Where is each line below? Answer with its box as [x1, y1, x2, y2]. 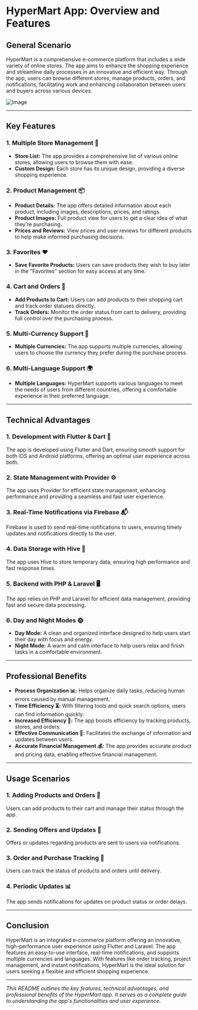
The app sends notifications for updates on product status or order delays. [6, 898, 187, 905]
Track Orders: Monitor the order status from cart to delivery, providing [14, 308, 186, 315]
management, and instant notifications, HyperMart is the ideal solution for [6, 961, 186, 969]
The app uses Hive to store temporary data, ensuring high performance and [6, 558, 190, 565]
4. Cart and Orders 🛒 [6, 282, 66, 290]
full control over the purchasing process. [14, 315, 114, 322]
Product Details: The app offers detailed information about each [14, 202, 171, 209]
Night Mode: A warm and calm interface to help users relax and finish [14, 642, 184, 649]
